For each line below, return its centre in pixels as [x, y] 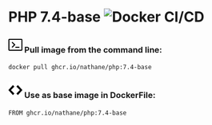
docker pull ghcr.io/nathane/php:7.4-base [80, 68]
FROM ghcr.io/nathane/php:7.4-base [68, 113]
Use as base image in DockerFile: [90, 96]
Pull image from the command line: [93, 50]
